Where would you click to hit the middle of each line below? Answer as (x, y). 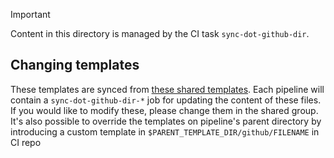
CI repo (26, 142)
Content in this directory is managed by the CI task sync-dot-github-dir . (160, 33)
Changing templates (75, 65)
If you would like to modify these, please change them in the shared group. (164, 110)
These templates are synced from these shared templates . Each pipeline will (167, 89)
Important (30, 14)
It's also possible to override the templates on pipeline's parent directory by (166, 121)
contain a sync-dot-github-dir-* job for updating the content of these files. (166, 100)
